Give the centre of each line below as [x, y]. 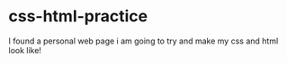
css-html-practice [78, 16]
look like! [25, 50]
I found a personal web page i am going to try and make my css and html [143, 41]
